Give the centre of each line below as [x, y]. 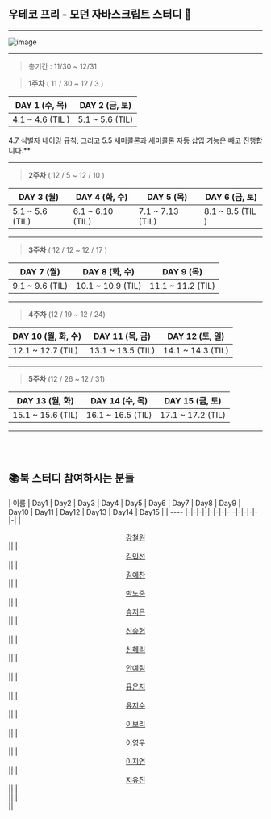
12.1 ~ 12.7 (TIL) [46, 350]
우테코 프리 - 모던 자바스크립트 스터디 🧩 [100, 15]
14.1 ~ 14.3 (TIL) [196, 350]
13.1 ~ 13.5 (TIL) [122, 350]
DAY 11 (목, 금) [123, 336]
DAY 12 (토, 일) [196, 336]
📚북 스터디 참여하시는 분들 [71, 478]
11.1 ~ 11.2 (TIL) [182, 286]
